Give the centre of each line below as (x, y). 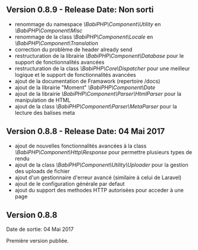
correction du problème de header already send (73, 49)
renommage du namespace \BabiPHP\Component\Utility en (88, 24)
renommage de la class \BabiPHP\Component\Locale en (84, 37)
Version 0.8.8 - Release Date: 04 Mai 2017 (86, 131)
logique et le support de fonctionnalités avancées (75, 74)
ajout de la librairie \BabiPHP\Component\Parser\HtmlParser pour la (98, 93)
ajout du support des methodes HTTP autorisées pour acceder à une (99, 190)
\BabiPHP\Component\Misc (48, 30)
